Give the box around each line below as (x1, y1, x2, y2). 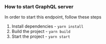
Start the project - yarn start (11, 33, 71, 39)
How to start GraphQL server (4, 3, 74, 10)
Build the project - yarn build (11, 29, 71, 34)
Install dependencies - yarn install (11, 23, 84, 29)
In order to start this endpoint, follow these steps (4, 14, 102, 20)
